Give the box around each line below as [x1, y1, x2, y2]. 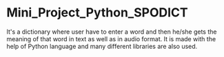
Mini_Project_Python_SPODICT [6, 5, 188, 21]
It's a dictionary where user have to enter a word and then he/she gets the [6, 27, 217, 36]
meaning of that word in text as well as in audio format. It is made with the [6, 34, 216, 43]
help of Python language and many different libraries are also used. [6, 42, 198, 50]
